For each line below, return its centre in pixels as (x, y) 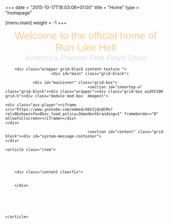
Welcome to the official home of (86, 36)
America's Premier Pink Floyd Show (86, 58)
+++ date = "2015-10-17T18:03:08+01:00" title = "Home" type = (72, 7)
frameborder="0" (141, 114)
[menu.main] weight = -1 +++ (36, 23)
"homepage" (19, 13)
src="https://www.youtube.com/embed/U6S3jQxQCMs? (59, 109)
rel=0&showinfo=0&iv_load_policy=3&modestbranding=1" (64, 114)
